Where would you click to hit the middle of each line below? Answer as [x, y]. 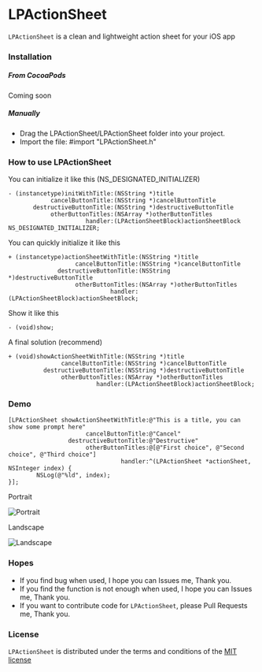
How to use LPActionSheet [60, 162]
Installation [30, 57]
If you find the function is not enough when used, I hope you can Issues [136, 588]
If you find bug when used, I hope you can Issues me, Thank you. [125, 580]
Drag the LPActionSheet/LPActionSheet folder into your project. [122, 133]
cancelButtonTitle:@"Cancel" [133, 434]
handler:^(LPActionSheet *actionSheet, [186, 462]
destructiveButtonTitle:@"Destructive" [133, 441]
